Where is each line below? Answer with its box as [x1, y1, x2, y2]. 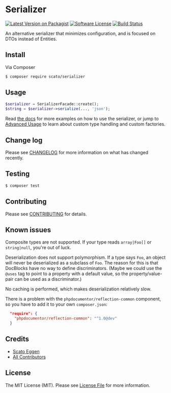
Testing [5, 169, 30, 178]
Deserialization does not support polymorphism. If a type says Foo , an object [5, 254, 166, 261]
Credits [5, 335, 30, 343]
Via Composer [5, 64, 36, 70]
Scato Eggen [12, 348, 40, 354]
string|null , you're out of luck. [5, 244, 71, 251]
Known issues [5, 226, 51, 234]
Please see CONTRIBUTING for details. [5, 211, 88, 217]
